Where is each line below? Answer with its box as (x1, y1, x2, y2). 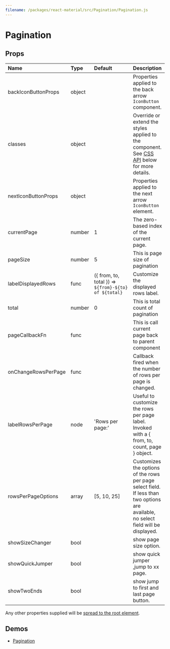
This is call (133, 318, 158, 326)
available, (133, 508, 156, 515)
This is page (133, 249, 162, 256)
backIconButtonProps (8, 88, 60, 95)
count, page (133, 443, 162, 450)
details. (133, 169, 150, 176)
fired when (133, 359, 159, 366)
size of (133, 256, 149, 263)
